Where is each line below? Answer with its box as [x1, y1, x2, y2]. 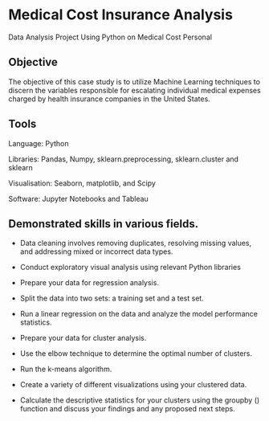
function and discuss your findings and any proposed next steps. [19, 404, 235, 414]
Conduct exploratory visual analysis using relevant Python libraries [19, 263, 241, 272]
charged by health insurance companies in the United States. [8, 94, 210, 104]
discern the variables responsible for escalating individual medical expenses [8, 85, 261, 95]
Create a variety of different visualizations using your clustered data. [19, 380, 247, 390]
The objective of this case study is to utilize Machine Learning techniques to [8, 76, 261, 86]
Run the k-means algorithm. [19, 364, 112, 374]
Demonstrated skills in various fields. [8, 217, 199, 231]
